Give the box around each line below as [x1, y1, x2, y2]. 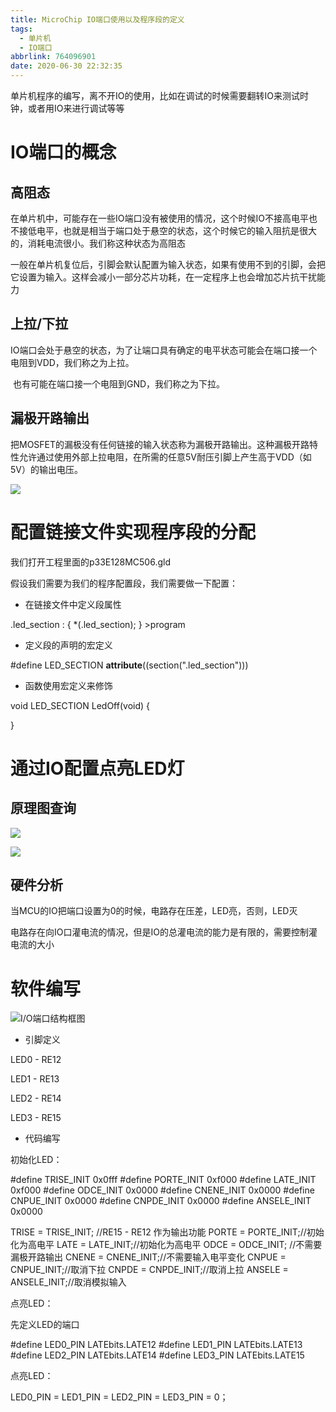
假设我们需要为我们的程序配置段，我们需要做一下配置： [10, 577, 238, 589]
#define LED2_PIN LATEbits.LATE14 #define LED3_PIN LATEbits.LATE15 [10, 1349, 305, 1361]
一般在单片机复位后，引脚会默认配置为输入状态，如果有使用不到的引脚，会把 [10, 259, 326, 270]
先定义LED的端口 [10, 1319, 80, 1331]
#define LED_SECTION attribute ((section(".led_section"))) [10, 659, 249, 671]
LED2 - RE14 [10, 1092, 62, 1105]
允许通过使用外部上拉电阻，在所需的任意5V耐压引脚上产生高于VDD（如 [18, 451, 312, 463]
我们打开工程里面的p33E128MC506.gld [10, 556, 171, 568]
